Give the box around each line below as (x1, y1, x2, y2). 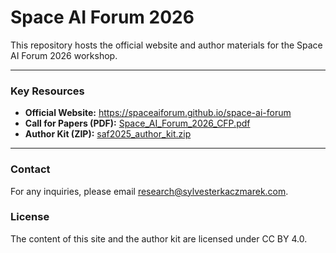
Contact (10, 162, 51, 176)
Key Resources (10, 84, 85, 98)
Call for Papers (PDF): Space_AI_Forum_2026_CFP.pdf (24, 117, 251, 130)
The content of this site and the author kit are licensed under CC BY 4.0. (10, 232, 308, 245)
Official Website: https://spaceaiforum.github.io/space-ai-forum (24, 107, 292, 119)
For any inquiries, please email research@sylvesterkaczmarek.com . (10, 185, 289, 197)
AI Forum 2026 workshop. (10, 49, 118, 61)
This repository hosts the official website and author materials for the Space (10, 39, 323, 51)
